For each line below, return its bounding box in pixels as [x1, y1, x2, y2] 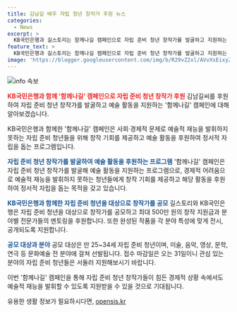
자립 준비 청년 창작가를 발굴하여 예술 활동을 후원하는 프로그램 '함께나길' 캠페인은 [7, 157, 226, 166]
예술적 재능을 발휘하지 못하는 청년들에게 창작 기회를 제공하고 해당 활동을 [14, 175, 213, 183]
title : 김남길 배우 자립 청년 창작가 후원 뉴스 [7, 10, 126, 18]
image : [7, 57, 27, 64]
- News [13, 23, 33, 30]
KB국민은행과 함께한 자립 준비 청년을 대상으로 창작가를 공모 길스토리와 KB [7, 199, 209, 207]
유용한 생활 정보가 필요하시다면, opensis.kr [7, 296, 126, 305]
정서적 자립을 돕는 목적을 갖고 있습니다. [20, 183, 128, 192]
